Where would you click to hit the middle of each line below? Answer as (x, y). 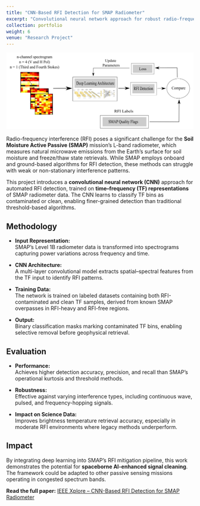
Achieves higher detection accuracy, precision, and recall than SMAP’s (101, 372)
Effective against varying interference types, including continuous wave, (103, 396)
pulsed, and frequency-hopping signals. (64, 403)
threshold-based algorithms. (41, 208)
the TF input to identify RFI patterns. (59, 278)
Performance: (32, 366)
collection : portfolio (34, 25)
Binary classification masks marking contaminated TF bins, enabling (98, 326)
